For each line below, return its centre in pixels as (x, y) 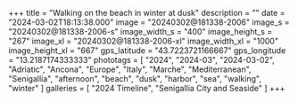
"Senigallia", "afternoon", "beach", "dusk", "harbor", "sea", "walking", (135, 78)
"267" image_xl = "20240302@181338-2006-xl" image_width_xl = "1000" (143, 41)
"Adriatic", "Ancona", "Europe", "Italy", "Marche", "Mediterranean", (130, 69)
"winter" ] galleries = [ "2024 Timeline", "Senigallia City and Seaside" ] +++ (147, 88)
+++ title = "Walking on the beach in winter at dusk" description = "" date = (147, 13)
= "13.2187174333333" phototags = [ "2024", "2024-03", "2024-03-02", (142, 60)
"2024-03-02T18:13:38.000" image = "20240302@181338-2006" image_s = (149, 22)
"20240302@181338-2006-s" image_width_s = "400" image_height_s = (141, 31)
